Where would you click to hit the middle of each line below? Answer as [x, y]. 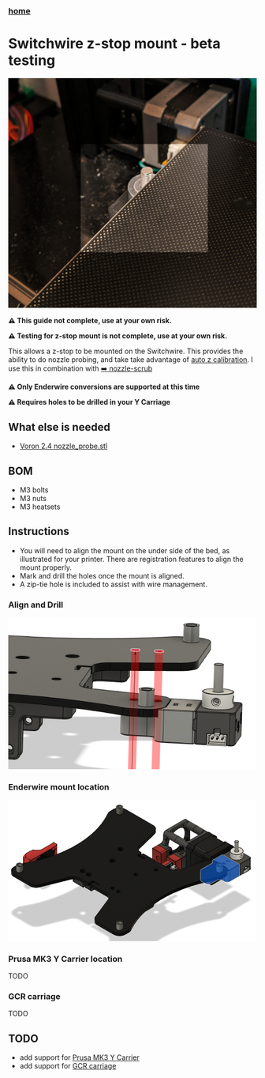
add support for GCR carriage [68, 1066]
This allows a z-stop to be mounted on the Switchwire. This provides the [126, 351]
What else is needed [59, 427]
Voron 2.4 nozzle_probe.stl [63, 446]
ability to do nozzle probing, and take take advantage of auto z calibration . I [131, 360]
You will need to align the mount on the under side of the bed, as [125, 550]
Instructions [39, 531]
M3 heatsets [40, 507]
